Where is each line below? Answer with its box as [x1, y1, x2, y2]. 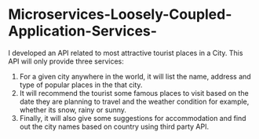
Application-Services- [8, 22, 158, 40]
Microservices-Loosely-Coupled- [8, 5, 232, 24]
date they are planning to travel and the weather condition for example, [19, 97, 250, 106]
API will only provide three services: [8, 57, 124, 66]
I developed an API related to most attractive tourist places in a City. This [8, 48, 243, 57]
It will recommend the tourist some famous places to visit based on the [19, 88, 249, 97]
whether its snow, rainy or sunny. [19, 104, 127, 115]
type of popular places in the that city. [19, 80, 143, 90]
